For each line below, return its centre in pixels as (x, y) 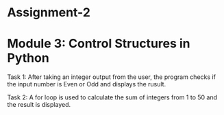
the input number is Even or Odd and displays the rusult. (87, 84)
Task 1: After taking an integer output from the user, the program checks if (111, 77)
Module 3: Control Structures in (99, 44)
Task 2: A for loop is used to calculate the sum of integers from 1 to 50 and (112, 97)
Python (28, 58)
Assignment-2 (49, 13)
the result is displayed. (39, 105)
